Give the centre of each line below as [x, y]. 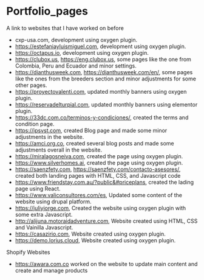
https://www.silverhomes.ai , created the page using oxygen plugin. [99, 163]
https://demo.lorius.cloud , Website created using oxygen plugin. [95, 240]
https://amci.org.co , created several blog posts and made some [94, 143]
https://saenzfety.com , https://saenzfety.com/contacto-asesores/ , [98, 169]
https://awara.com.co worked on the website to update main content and [106, 264]
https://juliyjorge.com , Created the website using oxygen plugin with [100, 208]
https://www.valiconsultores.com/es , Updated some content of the [99, 195]
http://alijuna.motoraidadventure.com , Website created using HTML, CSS [106, 221]
